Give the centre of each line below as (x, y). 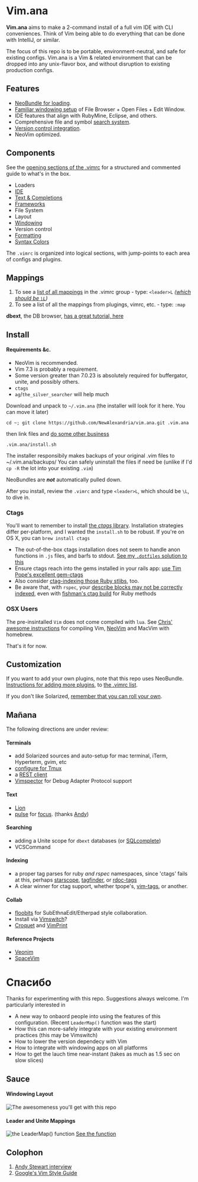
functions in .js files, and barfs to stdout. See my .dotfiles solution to (101, 556)
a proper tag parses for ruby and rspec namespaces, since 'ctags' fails (101, 874)
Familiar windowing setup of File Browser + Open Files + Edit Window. (100, 109)
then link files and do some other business (58, 433)
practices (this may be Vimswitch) (56, 1035)
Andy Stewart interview (43, 1167)
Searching (19, 828)
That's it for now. (27, 646)
